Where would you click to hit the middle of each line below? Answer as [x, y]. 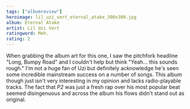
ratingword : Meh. [28, 34]
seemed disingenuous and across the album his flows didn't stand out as [96, 93]
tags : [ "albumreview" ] [34, 11]
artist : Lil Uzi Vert [33, 28]
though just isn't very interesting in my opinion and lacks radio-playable [94, 81]
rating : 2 [18, 39]
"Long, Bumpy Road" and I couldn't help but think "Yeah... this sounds [92, 62]
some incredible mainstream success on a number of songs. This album [94, 75]
